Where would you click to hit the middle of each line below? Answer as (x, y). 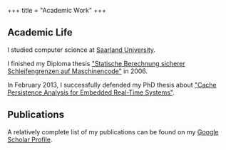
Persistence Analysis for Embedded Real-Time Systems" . (91, 92)
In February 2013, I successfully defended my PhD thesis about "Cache (112, 85)
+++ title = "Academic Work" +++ (57, 10)
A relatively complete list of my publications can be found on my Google (113, 132)
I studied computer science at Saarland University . (81, 50)
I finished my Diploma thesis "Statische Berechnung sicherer (96, 63)
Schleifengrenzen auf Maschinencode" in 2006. (78, 71)
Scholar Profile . (30, 139)
